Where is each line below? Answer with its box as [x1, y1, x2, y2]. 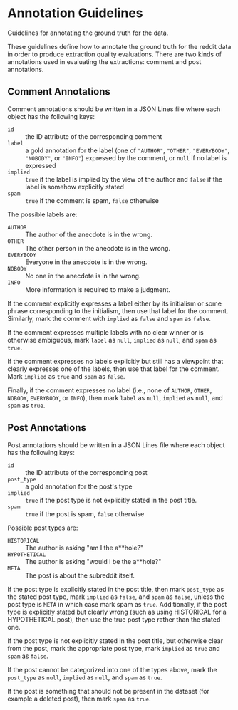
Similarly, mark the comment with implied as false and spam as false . [7, 314, 212, 323]
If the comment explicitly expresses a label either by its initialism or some [7, 299, 222, 308]
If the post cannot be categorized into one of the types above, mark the [7, 665, 217, 674]
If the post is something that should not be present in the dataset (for [7, 686, 210, 695]
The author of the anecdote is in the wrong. [25, 230, 153, 239]
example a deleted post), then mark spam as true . [7, 694, 151, 703]
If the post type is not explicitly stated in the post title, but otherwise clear [7, 636, 223, 645]
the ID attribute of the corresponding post [25, 468, 148, 476]
